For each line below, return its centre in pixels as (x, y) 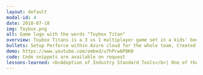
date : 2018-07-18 (28, 23)
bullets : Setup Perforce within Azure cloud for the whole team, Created (101, 46)
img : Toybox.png (27, 29)
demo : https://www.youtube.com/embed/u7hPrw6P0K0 (70, 51)
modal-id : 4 (21, 18)
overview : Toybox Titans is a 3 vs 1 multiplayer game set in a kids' (97, 40)
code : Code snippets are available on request (66, 57)
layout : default (27, 12)
